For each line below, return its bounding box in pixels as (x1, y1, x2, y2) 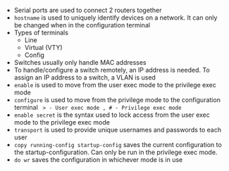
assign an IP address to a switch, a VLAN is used (13, 73, 156, 82)
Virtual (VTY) (24, 44, 63, 51)
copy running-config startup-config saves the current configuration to (13, 141, 222, 148)
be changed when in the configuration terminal (13, 21, 150, 29)
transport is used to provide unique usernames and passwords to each (13, 126, 222, 134)
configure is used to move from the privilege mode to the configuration (13, 96, 221, 104)
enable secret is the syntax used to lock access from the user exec (13, 110, 210, 119)
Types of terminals (13, 28, 69, 37)
